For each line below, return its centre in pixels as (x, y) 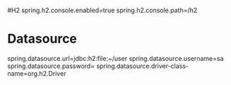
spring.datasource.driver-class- (143, 66)
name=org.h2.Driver (37, 73)
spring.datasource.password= (51, 66)
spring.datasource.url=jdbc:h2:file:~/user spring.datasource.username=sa (115, 58)
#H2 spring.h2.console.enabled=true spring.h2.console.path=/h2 (102, 10)
